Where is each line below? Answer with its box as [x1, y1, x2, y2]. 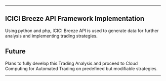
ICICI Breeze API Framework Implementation [5, 14, 145, 23]
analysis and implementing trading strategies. [5, 33, 98, 39]
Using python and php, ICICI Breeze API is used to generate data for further [5, 28, 159, 34]
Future [5, 47, 26, 56]
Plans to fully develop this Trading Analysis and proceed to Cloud [5, 60, 138, 66]
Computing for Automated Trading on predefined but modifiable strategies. [5, 65, 158, 72]
